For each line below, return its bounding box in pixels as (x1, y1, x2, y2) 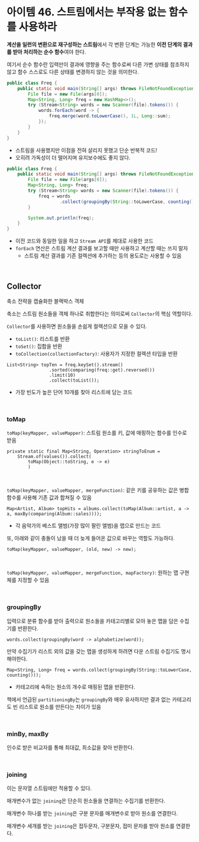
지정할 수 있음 (17, 576, 50, 583)
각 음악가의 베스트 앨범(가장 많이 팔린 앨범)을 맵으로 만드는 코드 (15, 522, 161, 530)
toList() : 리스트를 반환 (15, 335, 70, 342)
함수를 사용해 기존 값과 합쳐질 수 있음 (6, 494, 92, 501)
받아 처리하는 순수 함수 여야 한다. (12, 48, 86, 55)
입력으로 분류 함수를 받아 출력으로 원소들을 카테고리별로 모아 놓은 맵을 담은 (6, 617, 179, 624)
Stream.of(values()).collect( (17, 454, 92, 460)
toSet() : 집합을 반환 (15, 343, 63, 350)
